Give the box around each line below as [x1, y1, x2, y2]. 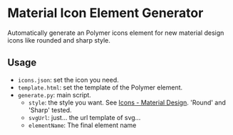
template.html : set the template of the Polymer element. [17, 83, 183, 92]
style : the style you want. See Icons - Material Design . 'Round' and [28, 98, 227, 107]
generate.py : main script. [17, 90, 91, 99]
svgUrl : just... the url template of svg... [28, 113, 141, 121]
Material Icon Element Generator [7, 5, 204, 21]
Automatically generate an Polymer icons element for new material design [7, 28, 224, 37]
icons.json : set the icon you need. [17, 75, 119, 84]
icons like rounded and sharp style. [7, 36, 110, 44]
